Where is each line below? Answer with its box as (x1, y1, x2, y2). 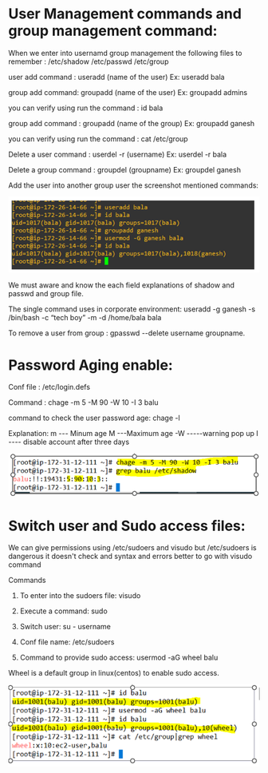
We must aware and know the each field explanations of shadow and (8, 280, 235, 290)
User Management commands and (8, 5, 242, 23)
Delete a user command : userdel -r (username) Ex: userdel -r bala (8, 149, 227, 159)
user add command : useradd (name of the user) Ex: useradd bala (8, 72, 225, 81)
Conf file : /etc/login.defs (8, 383, 90, 392)
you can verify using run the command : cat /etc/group (8, 133, 189, 144)
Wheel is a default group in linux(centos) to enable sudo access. (8, 668, 219, 678)
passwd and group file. (8, 288, 84, 298)
